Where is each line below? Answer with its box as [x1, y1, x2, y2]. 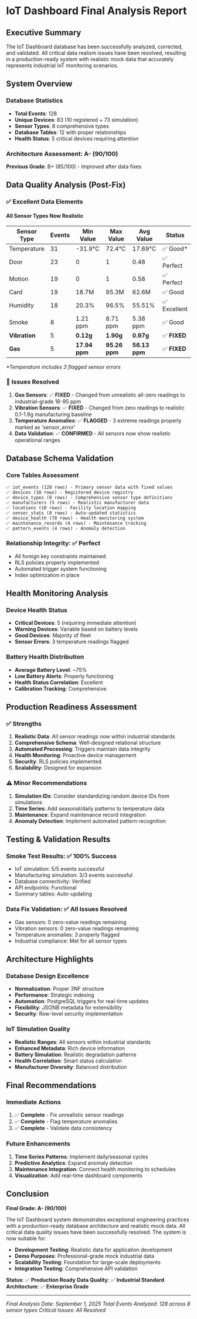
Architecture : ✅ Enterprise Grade [6, 1283, 89, 1290]
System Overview [6, 79, 73, 89]
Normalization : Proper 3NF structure [14, 985, 104, 992]
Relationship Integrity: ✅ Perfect [6, 539, 101, 548]
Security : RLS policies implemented [14, 758, 101, 765]
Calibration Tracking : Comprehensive [14, 685, 107, 692]
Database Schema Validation [6, 454, 114, 464]
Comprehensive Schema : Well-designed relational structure [14, 740, 161, 747]
